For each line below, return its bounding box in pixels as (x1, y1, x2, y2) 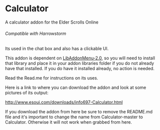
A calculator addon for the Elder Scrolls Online (5, 19, 99, 25)
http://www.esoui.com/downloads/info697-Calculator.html (5, 99, 123, 105)
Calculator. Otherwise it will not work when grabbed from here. (5, 119, 133, 125)
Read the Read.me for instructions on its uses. (5, 75, 98, 81)
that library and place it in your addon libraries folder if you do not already (5, 60, 155, 66)
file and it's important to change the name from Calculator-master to (5, 114, 143, 120)
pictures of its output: (5, 90, 49, 96)
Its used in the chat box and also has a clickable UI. (5, 46, 109, 52)
